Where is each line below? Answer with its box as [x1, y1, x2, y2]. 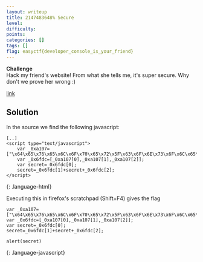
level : [6, 20, 23, 26]
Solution [6, 107, 39, 118]
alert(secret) [6, 238, 42, 244]
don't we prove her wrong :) [6, 78, 76, 85]
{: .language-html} [6, 183, 52, 190]
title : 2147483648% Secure [6, 15, 74, 21]
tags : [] [6, 43, 28, 49]
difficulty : [6, 25, 36, 32]
